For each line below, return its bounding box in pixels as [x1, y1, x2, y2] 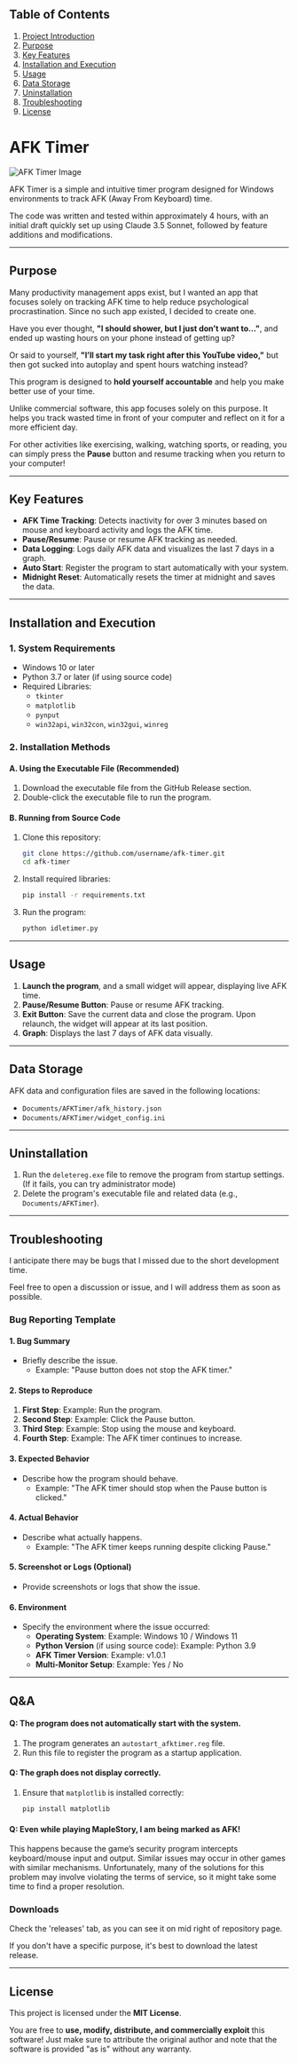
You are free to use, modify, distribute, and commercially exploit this [9, 2025, 265, 2035]
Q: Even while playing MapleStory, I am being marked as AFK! [9, 1823, 241, 1834]
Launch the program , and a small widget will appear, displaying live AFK [21, 980, 287, 991]
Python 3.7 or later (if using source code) [21, 672, 173, 683]
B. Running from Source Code [9, 812, 122, 823]
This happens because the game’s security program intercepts [9, 1844, 239, 1854]
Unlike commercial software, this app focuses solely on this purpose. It [9, 403, 269, 414]
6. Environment [9, 1601, 67, 1612]
